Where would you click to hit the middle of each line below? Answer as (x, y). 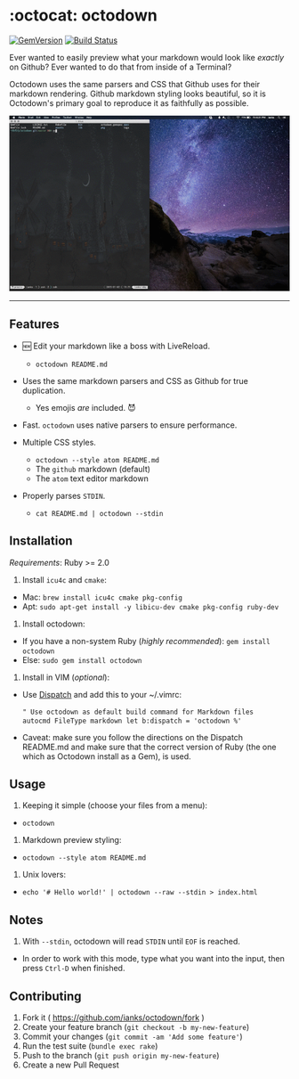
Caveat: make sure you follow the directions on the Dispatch (132, 737)
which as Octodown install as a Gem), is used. (106, 756)
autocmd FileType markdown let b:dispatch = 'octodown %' (132, 721)
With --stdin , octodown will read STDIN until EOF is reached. (131, 942)
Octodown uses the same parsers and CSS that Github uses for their (135, 84)
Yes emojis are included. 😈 (85, 407)
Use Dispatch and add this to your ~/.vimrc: (102, 694)
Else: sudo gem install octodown (82, 659)
